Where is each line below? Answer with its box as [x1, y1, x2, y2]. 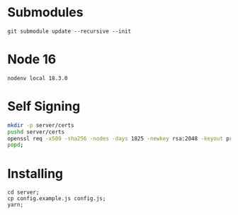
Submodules [7, 4, 84, 21]
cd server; [7, 189, 40, 196]
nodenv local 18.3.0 [7, 75, 69, 82]
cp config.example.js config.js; [7, 195, 106, 202]
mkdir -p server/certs [7, 121, 74, 128]
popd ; [7, 141, 23, 149]
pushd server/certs [7, 128, 65, 136]
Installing [7, 165, 64, 182]
